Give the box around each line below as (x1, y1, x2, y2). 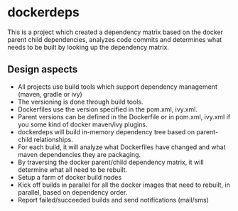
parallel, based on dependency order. (17, 188, 128, 196)
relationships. (33, 135, 73, 144)
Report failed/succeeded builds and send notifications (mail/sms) (17, 195, 210, 204)
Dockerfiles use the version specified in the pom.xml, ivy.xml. (17, 104, 198, 114)
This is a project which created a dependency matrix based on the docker (7, 28, 224, 36)
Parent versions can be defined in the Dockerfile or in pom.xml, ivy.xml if (17, 112, 231, 121)
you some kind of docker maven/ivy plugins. (17, 120, 148, 129)
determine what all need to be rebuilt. (17, 165, 128, 174)
